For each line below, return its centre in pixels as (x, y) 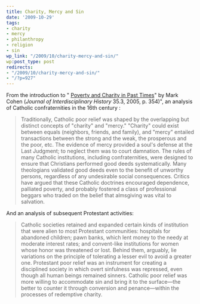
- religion (20, 45)
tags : (13, 23)
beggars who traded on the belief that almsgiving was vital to (96, 196)
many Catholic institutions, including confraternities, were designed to (107, 157)
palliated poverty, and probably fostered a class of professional (99, 189)
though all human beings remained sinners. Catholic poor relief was (104, 275)
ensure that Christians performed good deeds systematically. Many (104, 164)
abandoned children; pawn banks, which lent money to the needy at (104, 238)
